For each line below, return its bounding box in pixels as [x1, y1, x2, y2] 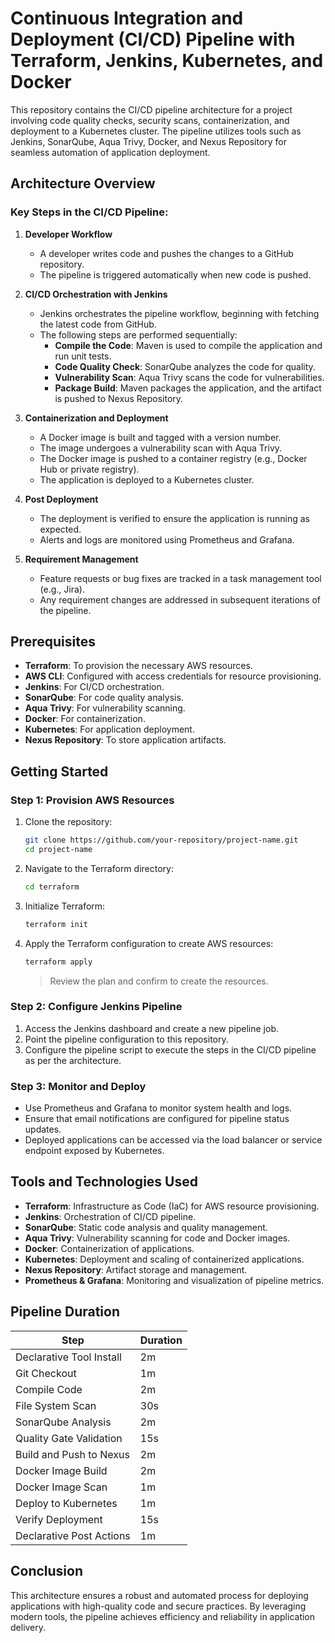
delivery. [10, 1621, 47, 1633]
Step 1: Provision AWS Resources [10, 793, 175, 807]
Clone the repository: [24, 816, 113, 828]
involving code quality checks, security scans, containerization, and [10, 114, 290, 126]
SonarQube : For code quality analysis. [24, 692, 184, 704]
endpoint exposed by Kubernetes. [24, 1145, 165, 1157]
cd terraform [24, 882, 80, 892]
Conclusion [10, 1563, 84, 1580]
